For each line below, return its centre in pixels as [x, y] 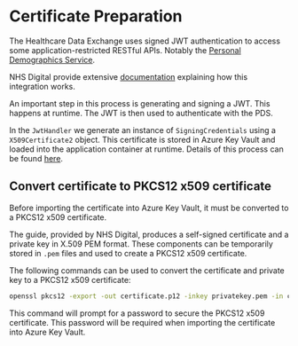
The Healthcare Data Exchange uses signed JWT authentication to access [145, 41]
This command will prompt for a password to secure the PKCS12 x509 [137, 313]
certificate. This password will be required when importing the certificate [142, 322]
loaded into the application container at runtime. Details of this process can [146, 149]
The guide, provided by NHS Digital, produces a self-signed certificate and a [149, 234]
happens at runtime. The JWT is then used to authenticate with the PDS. [141, 113]
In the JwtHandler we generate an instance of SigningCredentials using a [143, 130]
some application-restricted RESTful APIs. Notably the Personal [125, 50]
